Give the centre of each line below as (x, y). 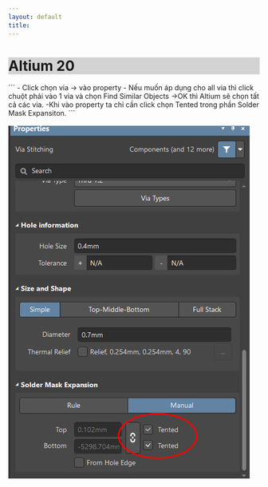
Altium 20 (41, 66)
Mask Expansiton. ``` (42, 113)
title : (19, 25)
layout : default (35, 17)
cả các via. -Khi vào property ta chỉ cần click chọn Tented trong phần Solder (134, 105)
